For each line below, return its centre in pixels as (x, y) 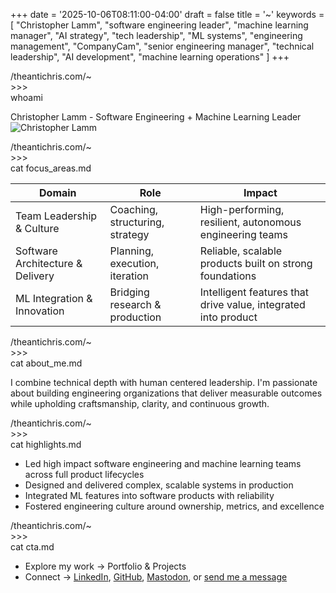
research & (135, 304)
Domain (58, 192)
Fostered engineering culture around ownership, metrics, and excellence (174, 506)
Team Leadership (56, 216)
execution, (134, 263)
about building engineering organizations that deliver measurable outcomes (166, 393)
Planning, (132, 251)
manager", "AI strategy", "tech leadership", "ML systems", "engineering (156, 35)
